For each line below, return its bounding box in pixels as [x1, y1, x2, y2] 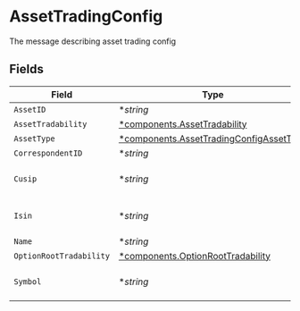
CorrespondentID [13, 147, 83, 158]
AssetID [13, 105, 46, 114]
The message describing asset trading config [9, 36, 177, 46]
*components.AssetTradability [118, 118, 247, 130]
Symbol [13, 276, 42, 287]
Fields [9, 62, 45, 77]
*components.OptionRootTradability [118, 249, 271, 262]
